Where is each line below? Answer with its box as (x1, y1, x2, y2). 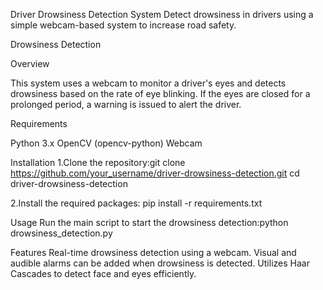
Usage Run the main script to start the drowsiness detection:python (10, 217, 289, 228)
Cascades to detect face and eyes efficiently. (10, 268, 197, 279)
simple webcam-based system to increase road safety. (10, 19, 237, 31)
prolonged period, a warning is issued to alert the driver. (10, 99, 242, 110)
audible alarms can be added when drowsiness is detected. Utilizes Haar (10, 257, 310, 269)
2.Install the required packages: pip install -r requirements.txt (10, 197, 263, 209)
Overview (10, 58, 50, 69)
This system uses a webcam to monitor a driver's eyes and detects (10, 77, 287, 89)
